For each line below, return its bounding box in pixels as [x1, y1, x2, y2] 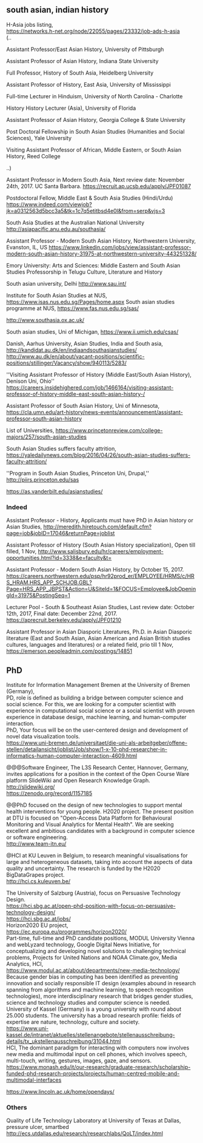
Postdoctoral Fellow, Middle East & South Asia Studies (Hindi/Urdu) [6, 194, 173, 201]
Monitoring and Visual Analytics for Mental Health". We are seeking [6, 820, 174, 828]
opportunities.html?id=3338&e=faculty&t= [6, 555, 112, 562]
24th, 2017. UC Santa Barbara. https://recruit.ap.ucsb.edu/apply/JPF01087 [6, 182, 191, 190]
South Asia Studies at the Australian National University [6, 218, 145, 226]
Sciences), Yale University [6, 134, 72, 141]
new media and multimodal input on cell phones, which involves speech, [6, 1050, 187, 1057]
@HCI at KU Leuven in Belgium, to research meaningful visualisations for [6, 852, 188, 859]
